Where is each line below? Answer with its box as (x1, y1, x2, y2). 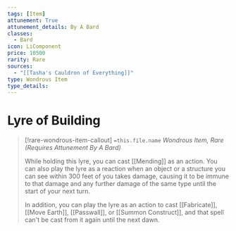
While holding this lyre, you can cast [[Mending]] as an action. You (24, 157, 218, 166)
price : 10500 (7, 50, 46, 57)
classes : (7, 30, 33, 37)
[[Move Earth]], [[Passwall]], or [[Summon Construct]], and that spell (24, 208, 224, 217)
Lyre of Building (7, 113, 101, 129)
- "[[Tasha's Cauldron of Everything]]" (13, 69, 134, 76)
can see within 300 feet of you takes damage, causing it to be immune (24, 172, 230, 180)
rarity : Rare (7, 56, 46, 63)
